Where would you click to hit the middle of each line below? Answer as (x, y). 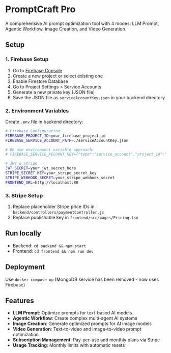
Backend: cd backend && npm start (49, 246)
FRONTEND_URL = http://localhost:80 (42, 182)
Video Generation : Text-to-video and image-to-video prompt (77, 329)
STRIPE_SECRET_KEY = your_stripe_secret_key (51, 173)
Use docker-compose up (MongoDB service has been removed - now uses (82, 279)
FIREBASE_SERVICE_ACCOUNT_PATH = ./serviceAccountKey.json (67, 140)
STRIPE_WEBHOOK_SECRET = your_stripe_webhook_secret (60, 178)
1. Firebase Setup (27, 60)
